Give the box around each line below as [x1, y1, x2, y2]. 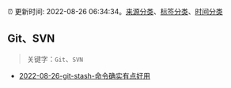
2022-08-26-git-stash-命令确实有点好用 [18, 71, 151, 80]
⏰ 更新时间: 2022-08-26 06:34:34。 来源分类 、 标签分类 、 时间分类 [7, 7, 223, 16]
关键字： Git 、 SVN [26, 54, 84, 64]
